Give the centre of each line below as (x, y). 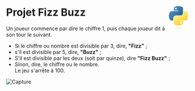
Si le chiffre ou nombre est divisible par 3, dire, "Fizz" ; (81, 46)
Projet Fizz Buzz (46, 12)
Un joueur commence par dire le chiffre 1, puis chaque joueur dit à (86, 28)
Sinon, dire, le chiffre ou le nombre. (57, 64)
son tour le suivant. (29, 34)
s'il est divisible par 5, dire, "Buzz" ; (58, 52)
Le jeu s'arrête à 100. (40, 70)
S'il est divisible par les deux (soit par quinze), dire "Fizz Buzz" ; (92, 58)
